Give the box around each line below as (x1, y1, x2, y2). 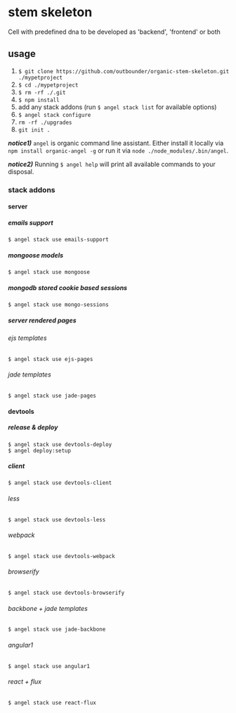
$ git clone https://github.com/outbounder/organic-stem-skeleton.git (18, 68, 230, 75)
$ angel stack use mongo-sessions (8, 301, 110, 308)
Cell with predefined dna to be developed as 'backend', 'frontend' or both (8, 27, 221, 36)
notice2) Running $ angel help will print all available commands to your (8, 160, 216, 168)
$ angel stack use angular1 (8, 662, 91, 669)
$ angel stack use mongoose (8, 269, 91, 276)
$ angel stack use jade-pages (8, 392, 97, 399)
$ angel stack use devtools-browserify (8, 589, 125, 597)
